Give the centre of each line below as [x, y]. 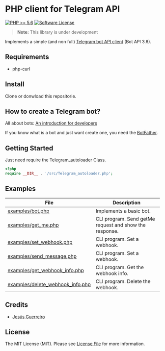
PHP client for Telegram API [63, 9]
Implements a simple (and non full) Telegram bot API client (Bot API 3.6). [78, 41]
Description [127, 202]
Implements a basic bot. [123, 211]
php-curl [21, 69]
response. [107, 231]
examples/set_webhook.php [40, 242]
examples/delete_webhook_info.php [49, 284]
